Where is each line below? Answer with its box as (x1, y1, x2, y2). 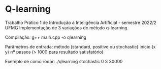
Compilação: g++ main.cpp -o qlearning (5, 34, 87, 40)
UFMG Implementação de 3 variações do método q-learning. (5, 24, 129, 30)
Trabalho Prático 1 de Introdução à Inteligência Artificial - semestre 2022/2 (5, 20, 157, 25)
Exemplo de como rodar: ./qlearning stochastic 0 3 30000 (5, 58, 123, 64)
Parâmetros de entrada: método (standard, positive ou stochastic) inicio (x (5, 44, 156, 49)
